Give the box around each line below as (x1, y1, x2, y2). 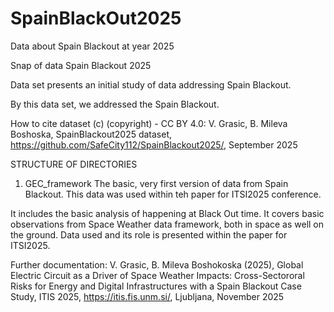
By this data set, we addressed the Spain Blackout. (10, 98, 220, 110)
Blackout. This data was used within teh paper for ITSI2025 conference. (24, 188, 322, 200)
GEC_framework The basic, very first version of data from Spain (24, 177, 289, 189)
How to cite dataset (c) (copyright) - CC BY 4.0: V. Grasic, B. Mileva (10, 117, 288, 129)
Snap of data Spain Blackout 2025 (10, 59, 152, 71)
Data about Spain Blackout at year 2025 (10, 40, 175, 52)
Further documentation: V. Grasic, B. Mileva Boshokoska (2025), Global (10, 258, 304, 271)
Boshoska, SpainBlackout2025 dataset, (10, 128, 173, 140)
